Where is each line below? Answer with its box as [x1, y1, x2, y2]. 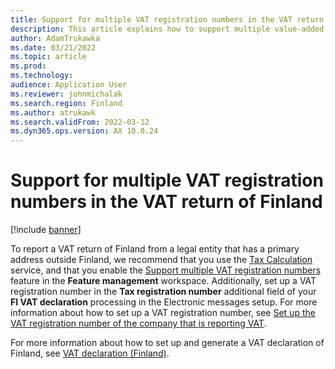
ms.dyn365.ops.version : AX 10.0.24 [10, 126, 159, 136]
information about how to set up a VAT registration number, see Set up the [10, 307, 316, 319]
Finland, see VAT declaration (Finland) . [10, 347, 170, 360]
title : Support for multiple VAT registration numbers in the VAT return [10, 14, 325, 25]
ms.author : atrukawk [10, 107, 97, 118]
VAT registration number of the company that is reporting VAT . [10, 317, 267, 330]
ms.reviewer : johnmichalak [10, 89, 123, 99]
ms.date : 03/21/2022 [10, 42, 97, 53]
